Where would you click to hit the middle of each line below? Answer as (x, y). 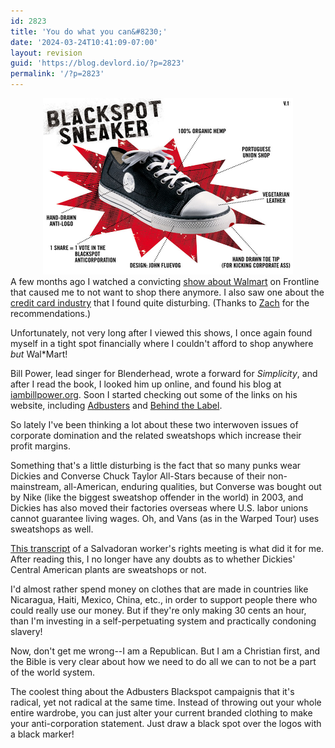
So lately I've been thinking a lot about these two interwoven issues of (154, 424)
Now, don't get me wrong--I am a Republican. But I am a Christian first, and (165, 651)
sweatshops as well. (52, 529)
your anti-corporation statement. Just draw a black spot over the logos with (166, 723)
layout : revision (46, 53)
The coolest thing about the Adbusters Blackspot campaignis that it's (152, 691)
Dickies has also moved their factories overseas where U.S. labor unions (159, 508)
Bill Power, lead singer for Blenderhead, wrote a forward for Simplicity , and (164, 373)
